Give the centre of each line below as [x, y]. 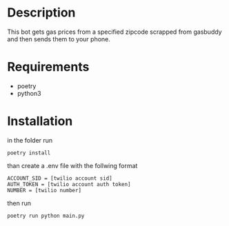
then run [19, 203]
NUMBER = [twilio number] [44, 190]
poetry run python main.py [46, 216]
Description [41, 13]
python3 [29, 93]
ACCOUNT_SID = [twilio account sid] [60, 178]
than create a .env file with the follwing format [72, 165]
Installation [40, 121]
